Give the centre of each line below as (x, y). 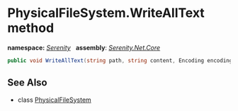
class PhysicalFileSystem (55, 100)
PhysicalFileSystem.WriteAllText (106, 13)
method (31, 28)
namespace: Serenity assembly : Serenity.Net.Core (84, 47)
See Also (27, 83)
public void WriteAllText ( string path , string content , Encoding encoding (120, 60)
